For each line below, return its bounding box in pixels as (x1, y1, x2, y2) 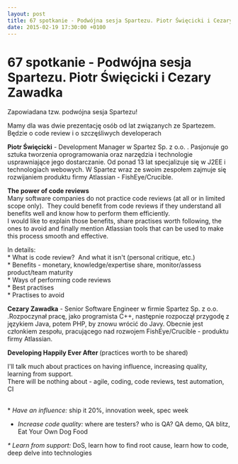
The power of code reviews (7, 187, 90, 195)
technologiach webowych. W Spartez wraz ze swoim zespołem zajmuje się (7, 165, 227, 174)
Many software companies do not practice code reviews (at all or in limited (7, 194, 225, 203)
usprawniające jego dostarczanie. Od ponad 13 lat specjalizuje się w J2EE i (7, 158, 226, 167)
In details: (7, 245, 36, 254)
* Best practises (7, 283, 55, 292)
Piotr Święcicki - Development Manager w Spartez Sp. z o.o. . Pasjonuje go (7, 143, 229, 151)
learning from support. (7, 370, 73, 378)
